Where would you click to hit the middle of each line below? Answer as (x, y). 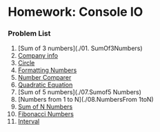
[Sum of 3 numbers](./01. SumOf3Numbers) (80, 48)
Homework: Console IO (76, 12)
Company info (38, 56)
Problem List (29, 34)
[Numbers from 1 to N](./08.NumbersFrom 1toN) (86, 100)
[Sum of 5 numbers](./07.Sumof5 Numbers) (80, 92)
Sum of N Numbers (45, 107)
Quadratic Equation (45, 85)
